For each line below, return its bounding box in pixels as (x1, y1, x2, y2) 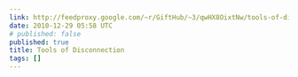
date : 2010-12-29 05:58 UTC (9, 21, 114, 30)
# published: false (9, 29, 82, 38)
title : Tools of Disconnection (9, 46, 125, 55)
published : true (9, 37, 69, 47)
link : (9, 12, 29, 22)
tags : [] (9, 54, 42, 63)
